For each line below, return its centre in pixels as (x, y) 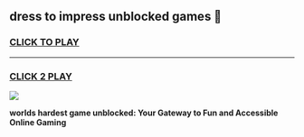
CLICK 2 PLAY (41, 76)
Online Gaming (38, 122)
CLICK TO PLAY (44, 42)
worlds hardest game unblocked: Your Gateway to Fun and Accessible (144, 113)
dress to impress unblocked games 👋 (116, 17)
